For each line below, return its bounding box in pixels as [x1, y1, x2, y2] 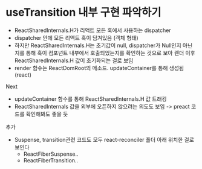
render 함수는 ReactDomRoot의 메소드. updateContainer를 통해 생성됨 [14, 64, 184, 71]
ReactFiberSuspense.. [23, 150, 79, 158]
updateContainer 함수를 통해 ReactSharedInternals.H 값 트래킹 [14, 95, 167, 103]
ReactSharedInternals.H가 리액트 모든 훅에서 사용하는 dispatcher [14, 27, 171, 34]
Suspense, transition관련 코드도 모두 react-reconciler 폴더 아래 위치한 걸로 [14, 136, 195, 143]
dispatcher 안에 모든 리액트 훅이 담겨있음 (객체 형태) [14, 34, 138, 41]
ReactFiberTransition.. [23, 156, 79, 164]
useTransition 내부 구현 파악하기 [5, 5, 161, 19]
